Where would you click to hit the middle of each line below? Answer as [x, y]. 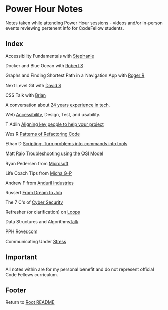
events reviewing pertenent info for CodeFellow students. [65, 28]
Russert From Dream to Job [34, 192]
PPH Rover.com [21, 231]
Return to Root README [30, 302]
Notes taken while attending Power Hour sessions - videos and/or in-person [84, 23]
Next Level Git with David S [33, 85]
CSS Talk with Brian [26, 95]
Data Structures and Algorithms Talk [42, 221]
